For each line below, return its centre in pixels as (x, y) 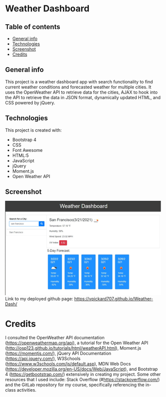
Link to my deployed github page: (39, 299)
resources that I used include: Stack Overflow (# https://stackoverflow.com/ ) (83, 380)
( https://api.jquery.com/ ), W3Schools (43, 359)
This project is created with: (33, 130)
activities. (26, 390)
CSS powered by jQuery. (30, 103)
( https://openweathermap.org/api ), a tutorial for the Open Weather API (77, 343)
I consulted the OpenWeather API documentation (55, 338)
